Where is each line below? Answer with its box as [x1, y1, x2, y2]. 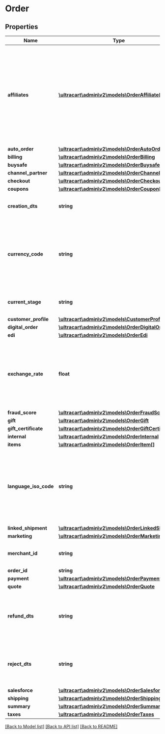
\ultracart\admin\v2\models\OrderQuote [58, 583, 155, 590]
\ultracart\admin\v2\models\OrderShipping [58, 695, 162, 702]
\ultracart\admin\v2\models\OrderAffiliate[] [58, 91, 163, 98]
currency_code [7, 251, 43, 257]
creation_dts [7, 203, 38, 209]
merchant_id [7, 550, 38, 557]
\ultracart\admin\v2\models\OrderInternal [58, 433, 159, 440]
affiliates [7, 91, 28, 98]
